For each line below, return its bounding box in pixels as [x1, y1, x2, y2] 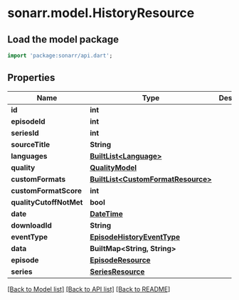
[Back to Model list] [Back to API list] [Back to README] [7, 284, 171, 293]
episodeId [11, 116, 46, 126]
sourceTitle [11, 139, 51, 149]
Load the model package [7, 33, 119, 45]
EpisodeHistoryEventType [90, 232, 180, 242]
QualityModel [90, 162, 137, 172]
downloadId [11, 220, 52, 230]
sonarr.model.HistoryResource [7, 5, 195, 21]
